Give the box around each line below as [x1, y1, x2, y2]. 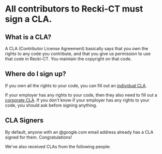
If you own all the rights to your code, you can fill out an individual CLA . [5, 83, 147, 88]
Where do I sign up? [5, 70, 66, 78]
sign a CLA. [5, 14, 52, 25]
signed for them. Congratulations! [5, 134, 72, 140]
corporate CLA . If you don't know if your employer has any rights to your [5, 97, 150, 103]
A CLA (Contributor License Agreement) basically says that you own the [5, 46, 148, 51]
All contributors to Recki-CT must [5, 3, 143, 14]
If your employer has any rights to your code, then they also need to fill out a [5, 92, 157, 98]
